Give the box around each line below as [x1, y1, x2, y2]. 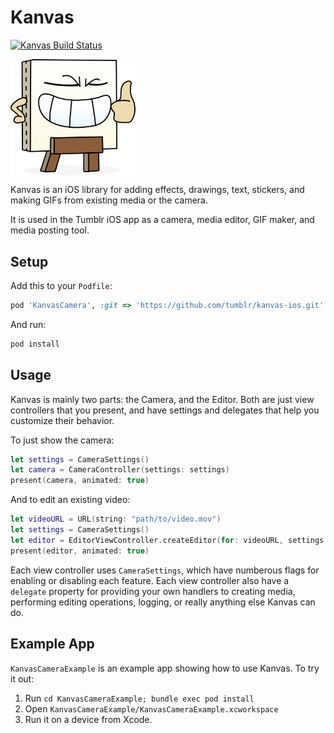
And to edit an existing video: [10, 494, 131, 506]
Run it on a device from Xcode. [24, 713, 153, 725]
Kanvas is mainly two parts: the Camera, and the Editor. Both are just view [10, 393, 315, 405]
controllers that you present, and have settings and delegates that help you [10, 404, 320, 416]
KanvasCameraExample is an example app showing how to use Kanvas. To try [10, 662, 320, 674]
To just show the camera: [10, 434, 115, 446]
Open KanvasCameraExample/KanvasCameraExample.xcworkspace [24, 702, 279, 715]
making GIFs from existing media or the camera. [10, 194, 208, 206]
